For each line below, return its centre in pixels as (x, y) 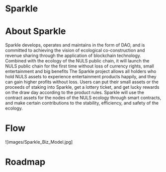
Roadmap (25, 162)
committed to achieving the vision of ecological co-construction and (75, 51)
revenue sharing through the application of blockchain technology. (73, 56)
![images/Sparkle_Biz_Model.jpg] (39, 142)
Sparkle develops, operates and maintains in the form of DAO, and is (75, 45)
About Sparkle (36, 31)
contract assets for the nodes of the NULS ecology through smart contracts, (83, 98)
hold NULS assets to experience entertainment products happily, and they (81, 77)
